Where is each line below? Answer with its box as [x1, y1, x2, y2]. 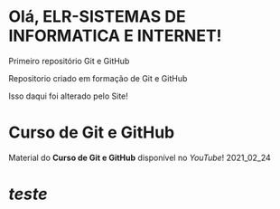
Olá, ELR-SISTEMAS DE [8, 6, 186, 27]
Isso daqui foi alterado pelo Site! [8, 90, 128, 101]
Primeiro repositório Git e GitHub [8, 55, 130, 66]
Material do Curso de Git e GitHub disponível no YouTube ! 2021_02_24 [8, 152, 272, 163]
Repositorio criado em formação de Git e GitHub [8, 72, 188, 83]
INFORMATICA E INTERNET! [8, 25, 222, 46]
